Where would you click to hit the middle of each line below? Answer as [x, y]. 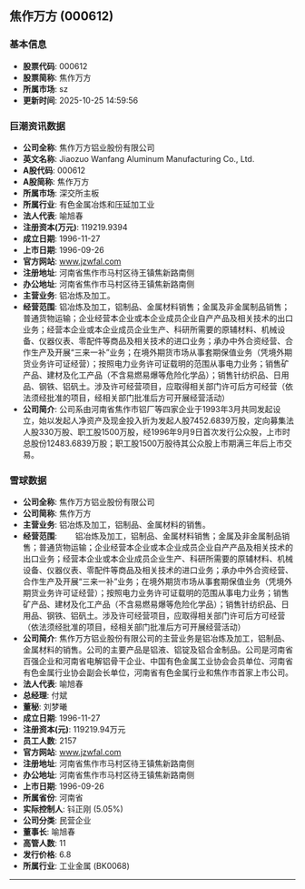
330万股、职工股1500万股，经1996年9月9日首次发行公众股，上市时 [164, 431]
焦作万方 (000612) [62, 16]
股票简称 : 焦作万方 [57, 77]
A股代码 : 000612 [54, 170]
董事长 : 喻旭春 [49, 832]
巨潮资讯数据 [38, 126]
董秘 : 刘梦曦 [45, 707]
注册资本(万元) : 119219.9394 [75, 227]
